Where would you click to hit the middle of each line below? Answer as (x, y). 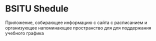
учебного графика (24, 33)
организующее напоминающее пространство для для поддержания (78, 27)
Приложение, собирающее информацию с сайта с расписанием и (76, 22)
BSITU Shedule (37, 9)
